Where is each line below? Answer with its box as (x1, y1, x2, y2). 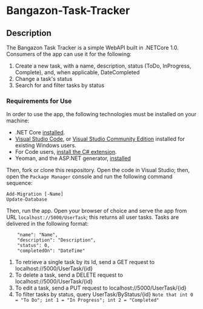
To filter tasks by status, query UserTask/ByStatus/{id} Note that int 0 (15, 291, 193, 298)
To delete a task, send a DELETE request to (15, 271, 123, 279)
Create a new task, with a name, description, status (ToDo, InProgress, (15, 62, 191, 69)
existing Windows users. (15, 142, 77, 149)
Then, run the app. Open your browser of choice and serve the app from (6, 207, 187, 215)
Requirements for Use (6, 97, 72, 105)
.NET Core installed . (15, 129, 65, 136)
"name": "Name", (17, 232, 59, 238)
